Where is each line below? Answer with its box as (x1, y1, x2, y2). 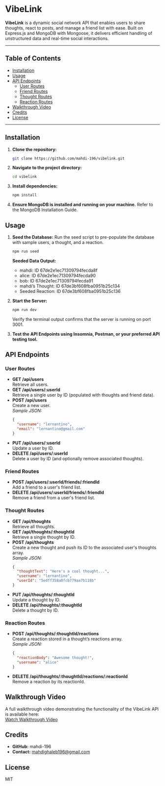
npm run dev (12, 307, 37, 312)
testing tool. (12, 336, 38, 342)
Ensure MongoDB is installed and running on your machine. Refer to (12, 202, 153, 208)
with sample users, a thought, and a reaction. (12, 240, 104, 245)
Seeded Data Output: (12, 257, 56, 264)
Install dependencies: (12, 183, 58, 189)
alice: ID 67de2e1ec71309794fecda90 (19, 272, 96, 279)
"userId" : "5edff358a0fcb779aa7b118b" (17, 578, 96, 583)
